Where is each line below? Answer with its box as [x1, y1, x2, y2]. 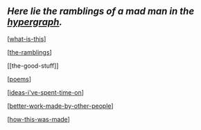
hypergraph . [7, 17, 62, 28]
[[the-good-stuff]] [7, 62, 59, 70]
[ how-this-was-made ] [7, 115, 71, 123]
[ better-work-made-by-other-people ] [7, 102, 114, 110]
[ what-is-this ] [7, 35, 46, 43]
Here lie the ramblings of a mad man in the [7, 6, 195, 17]
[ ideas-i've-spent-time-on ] [7, 88, 85, 96]
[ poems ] [7, 75, 32, 83]
